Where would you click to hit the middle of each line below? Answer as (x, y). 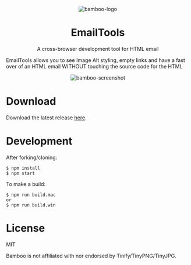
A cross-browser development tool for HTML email (98, 49)
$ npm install (23, 168)
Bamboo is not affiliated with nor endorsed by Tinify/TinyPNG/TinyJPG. (91, 256)
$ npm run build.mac (31, 195)
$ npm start (20, 173)
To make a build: (26, 184)
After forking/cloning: (32, 157)
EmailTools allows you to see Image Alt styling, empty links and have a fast (95, 60)
